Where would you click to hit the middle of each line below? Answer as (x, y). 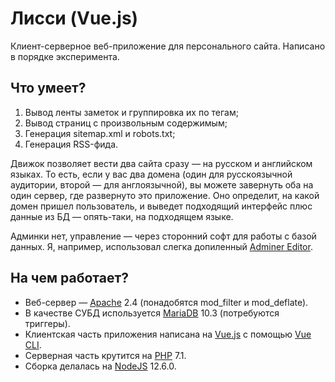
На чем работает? (69, 278)
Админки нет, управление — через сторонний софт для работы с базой (163, 236)
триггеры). (47, 323)
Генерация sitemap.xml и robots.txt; (100, 133)
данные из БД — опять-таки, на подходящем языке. (122, 216)
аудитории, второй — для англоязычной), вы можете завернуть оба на (162, 184)
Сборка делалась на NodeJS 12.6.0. (100, 366)
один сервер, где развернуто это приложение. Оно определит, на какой (165, 195)
